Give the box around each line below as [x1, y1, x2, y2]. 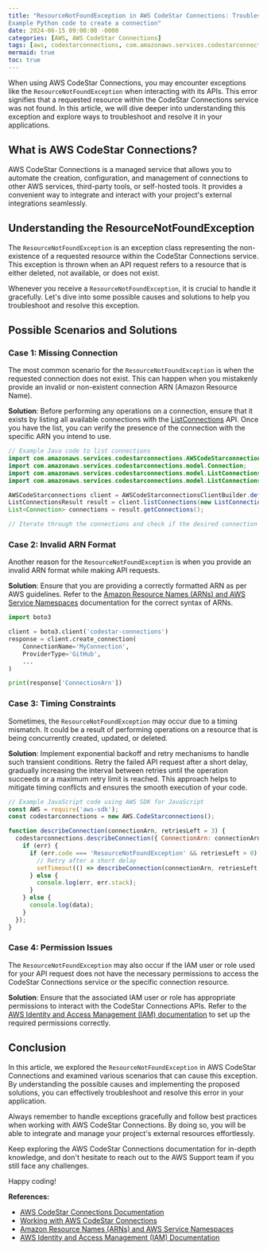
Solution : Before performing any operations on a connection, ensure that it [8, 406, 253, 416]
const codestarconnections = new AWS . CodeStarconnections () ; [8, 813, 215, 821]
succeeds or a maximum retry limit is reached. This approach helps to [8, 774, 237, 783]
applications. [8, 120, 50, 130]
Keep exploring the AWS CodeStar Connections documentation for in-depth [8, 1144, 257, 1154]
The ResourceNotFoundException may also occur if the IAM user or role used [8, 960, 256, 970]
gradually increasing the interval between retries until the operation [8, 766, 229, 775]
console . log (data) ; [29, 901, 94, 909]
